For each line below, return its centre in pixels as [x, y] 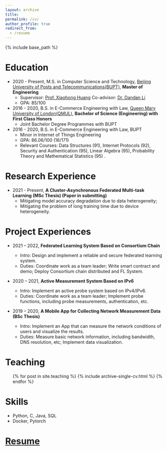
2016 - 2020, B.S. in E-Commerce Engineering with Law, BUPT [77, 129]
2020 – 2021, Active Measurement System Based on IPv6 [73, 281]
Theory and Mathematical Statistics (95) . [63, 156]
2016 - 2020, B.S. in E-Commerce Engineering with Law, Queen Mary [84, 108]
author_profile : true [28, 24]
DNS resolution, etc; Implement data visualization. [71, 342]
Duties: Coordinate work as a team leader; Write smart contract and [90, 266]
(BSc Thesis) [26, 316]
